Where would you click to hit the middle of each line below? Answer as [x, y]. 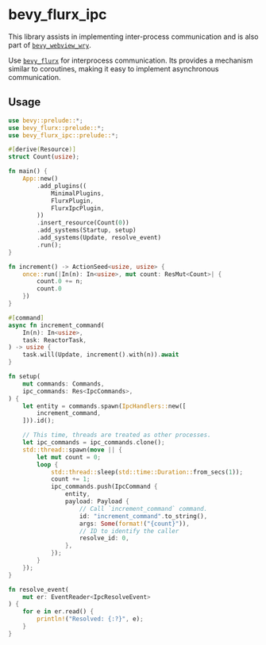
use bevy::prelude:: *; [46, 121]
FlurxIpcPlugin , [77, 208]
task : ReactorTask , [55, 340]
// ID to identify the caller [129, 531]
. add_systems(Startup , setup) [87, 230]
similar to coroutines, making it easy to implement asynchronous [114, 68]
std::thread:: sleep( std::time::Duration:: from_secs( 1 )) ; [147, 472]
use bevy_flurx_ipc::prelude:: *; [64, 135]
